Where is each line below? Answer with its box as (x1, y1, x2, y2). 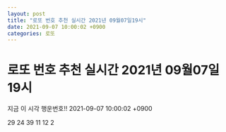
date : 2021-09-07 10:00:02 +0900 (7, 23, 106, 30)
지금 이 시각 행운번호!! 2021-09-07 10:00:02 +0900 (7, 105, 153, 113)
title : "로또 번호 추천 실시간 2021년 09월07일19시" (7, 17, 147, 24)
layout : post (7, 10, 46, 18)
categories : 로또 (7, 29, 55, 37)
